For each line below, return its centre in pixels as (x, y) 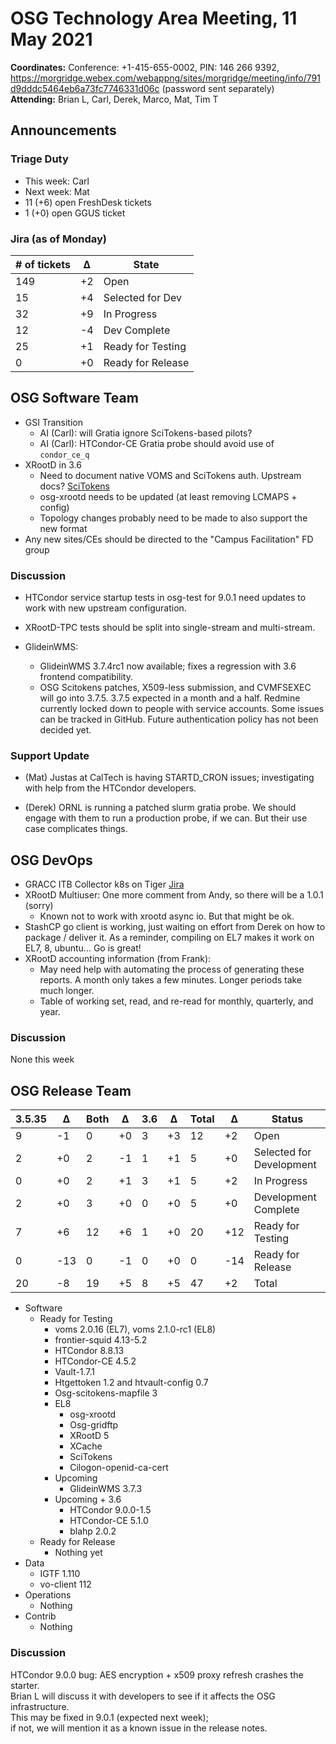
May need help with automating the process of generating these (172, 969)
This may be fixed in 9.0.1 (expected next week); (109, 1717)
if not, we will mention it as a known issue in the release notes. (139, 1728)
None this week (42, 1059)
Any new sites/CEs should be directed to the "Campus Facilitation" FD (169, 539)
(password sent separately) (218, 88)
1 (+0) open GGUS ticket (75, 213)
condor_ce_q (64, 455)
